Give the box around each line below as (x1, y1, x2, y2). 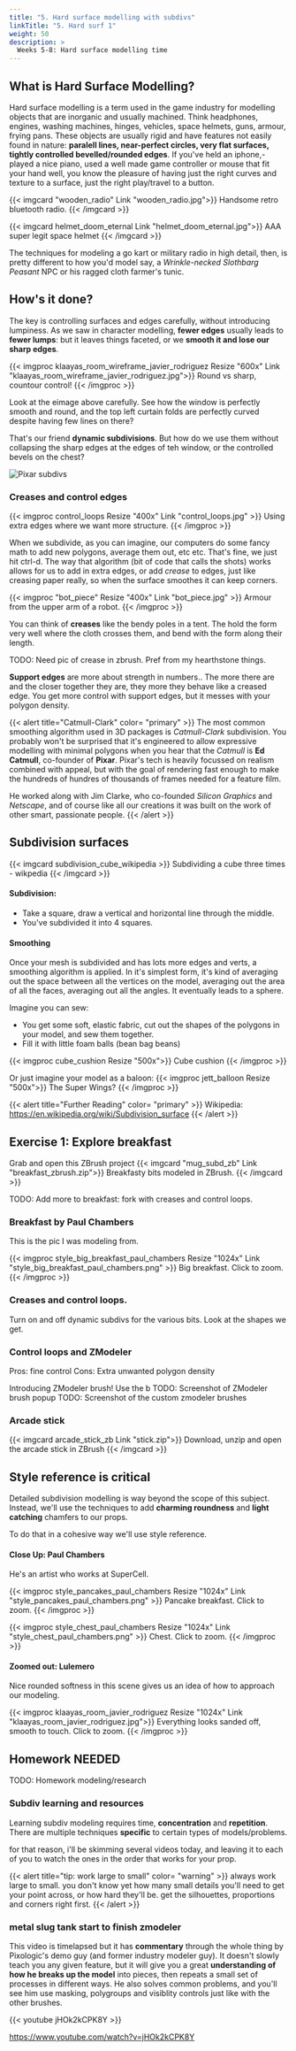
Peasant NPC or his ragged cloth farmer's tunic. (9, 266, 185, 277)
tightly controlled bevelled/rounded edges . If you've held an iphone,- (9, 149, 266, 159)
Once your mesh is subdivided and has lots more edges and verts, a (9, 957, 257, 968)
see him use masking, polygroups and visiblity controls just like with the (9, 1987, 270, 1998)
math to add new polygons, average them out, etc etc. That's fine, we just (9, 547, 277, 557)
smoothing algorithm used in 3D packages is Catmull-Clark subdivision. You (9, 726, 287, 737)
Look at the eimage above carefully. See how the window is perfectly (9, 396, 261, 407)
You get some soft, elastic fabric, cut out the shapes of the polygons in (21, 1019, 280, 1031)
